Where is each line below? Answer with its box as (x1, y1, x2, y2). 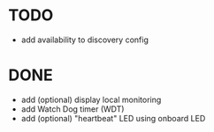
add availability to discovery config (20, 34, 149, 45)
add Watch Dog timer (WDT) (20, 103, 125, 114)
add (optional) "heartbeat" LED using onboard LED (20, 113, 206, 123)
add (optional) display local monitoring (20, 94, 162, 105)
